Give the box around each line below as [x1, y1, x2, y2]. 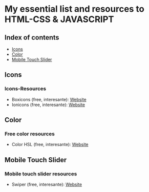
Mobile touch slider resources [4, 170, 77, 177]
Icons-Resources [4, 85, 46, 92]
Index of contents [4, 33, 60, 42]
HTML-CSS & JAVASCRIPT [4, 14, 114, 25]
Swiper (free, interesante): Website [11, 182, 82, 188]
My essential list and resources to [4, 3, 145, 15]
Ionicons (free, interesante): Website [11, 102, 85, 107]
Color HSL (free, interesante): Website [11, 142, 89, 148]
